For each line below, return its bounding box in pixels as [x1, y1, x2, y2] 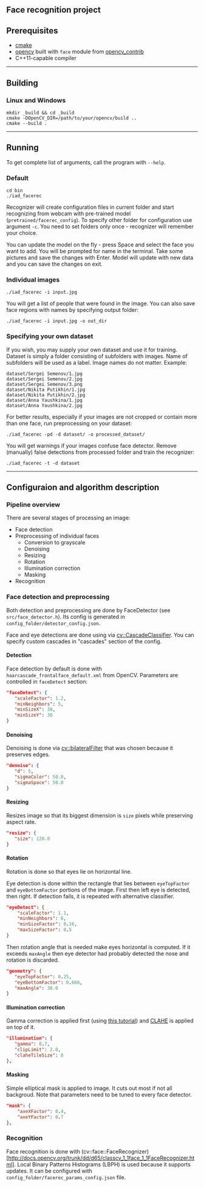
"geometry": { [6, 968, 42, 974]
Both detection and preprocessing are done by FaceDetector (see [6, 606, 171, 614]
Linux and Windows [6, 96, 66, 104]
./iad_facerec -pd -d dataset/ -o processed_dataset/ [6, 431, 146, 438]
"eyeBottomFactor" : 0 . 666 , [14, 979, 83, 986]
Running [6, 143, 39, 153]
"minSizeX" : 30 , [14, 706, 56, 712]
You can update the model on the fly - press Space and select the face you [6, 241, 194, 248]
